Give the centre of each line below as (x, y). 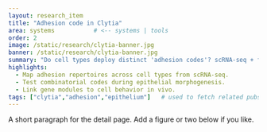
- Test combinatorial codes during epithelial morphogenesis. (120, 82)
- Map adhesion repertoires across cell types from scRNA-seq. (122, 75)
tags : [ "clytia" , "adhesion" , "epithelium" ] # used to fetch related (126, 97)
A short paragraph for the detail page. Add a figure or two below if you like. (131, 119)
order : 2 (23, 38)
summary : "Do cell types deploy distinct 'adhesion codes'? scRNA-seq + (131, 60)
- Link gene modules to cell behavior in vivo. (96, 89)
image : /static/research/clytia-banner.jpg (81, 45)
